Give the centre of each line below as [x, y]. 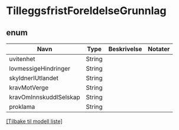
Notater [159, 49]
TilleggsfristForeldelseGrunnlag [86, 11]
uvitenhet [22, 59]
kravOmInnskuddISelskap [45, 97]
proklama [22, 107]
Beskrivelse [125, 49]
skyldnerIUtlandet [34, 78]
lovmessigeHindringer [40, 69]
